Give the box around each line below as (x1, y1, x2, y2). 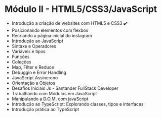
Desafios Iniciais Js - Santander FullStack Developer (11, 85, 119, 91)
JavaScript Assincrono (11, 74, 58, 80)
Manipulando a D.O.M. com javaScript (11, 96, 88, 102)
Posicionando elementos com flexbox (11, 27, 88, 33)
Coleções (11, 58, 32, 65)
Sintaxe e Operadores (11, 43, 56, 49)
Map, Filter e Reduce (11, 64, 54, 70)
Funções (11, 54, 30, 59)
